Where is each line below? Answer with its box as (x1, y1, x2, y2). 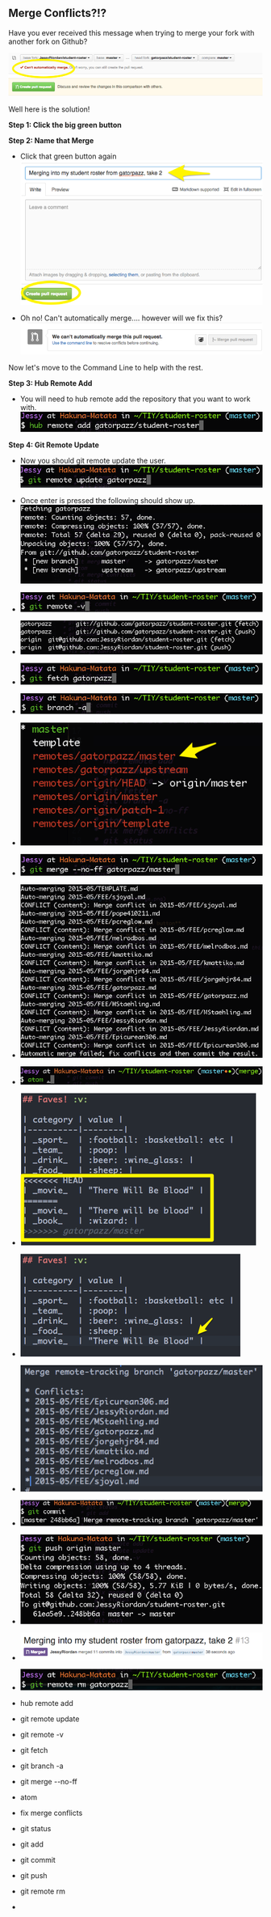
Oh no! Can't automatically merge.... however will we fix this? (19, 313, 223, 323)
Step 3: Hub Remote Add (8, 378, 93, 387)
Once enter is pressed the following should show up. (19, 496, 196, 506)
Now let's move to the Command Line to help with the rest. (8, 362, 203, 372)
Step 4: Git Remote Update (8, 440, 99, 450)
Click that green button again (19, 151, 117, 161)
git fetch (19, 1746, 48, 1755)
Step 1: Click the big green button (8, 120, 123, 129)
